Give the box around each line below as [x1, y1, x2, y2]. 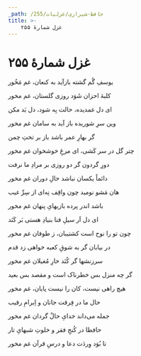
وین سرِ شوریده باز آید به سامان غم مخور [8, 119, 116, 128]
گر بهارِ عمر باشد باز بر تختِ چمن [8, 133, 95, 141]
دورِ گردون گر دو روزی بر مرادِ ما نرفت [8, 161, 110, 169]
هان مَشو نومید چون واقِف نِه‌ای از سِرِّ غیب [8, 188, 120, 196]
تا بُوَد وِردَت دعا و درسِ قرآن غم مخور [8, 339, 107, 348]
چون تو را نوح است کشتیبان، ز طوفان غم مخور [8, 229, 132, 238]
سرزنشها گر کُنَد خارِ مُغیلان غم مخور [8, 257, 103, 265]
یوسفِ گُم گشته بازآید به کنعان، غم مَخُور [8, 77, 114, 86]
